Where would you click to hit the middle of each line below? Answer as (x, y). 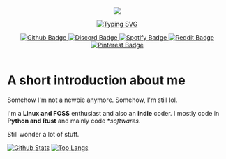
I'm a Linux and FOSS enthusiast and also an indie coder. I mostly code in (113, 113)
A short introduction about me (97, 81)
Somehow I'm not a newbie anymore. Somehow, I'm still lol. (92, 100)
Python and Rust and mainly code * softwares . (74, 121)
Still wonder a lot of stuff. (43, 134)
